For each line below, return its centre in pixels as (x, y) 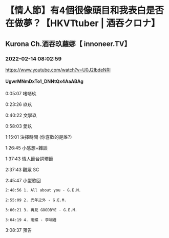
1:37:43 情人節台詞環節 (29, 159)
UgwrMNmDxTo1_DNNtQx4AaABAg (44, 81)
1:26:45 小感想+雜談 (26, 148)
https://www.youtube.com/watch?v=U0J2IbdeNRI (58, 70)
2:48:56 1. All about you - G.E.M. (43, 190)
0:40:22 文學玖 (21, 115)
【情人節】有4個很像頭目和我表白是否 (84, 10)
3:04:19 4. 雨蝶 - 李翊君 (31, 220)
